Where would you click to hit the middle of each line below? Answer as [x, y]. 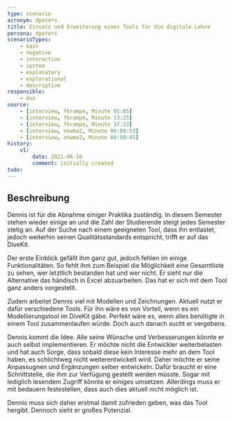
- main [29, 46]
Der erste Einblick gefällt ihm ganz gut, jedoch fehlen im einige [97, 258]
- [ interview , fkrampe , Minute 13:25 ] [76, 117]
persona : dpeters [32, 33]
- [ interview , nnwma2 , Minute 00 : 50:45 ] [79, 137]
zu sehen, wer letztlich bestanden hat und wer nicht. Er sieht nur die [105, 273]
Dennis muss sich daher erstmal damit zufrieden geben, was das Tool [107, 403]
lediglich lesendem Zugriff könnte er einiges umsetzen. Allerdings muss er [114, 382]
